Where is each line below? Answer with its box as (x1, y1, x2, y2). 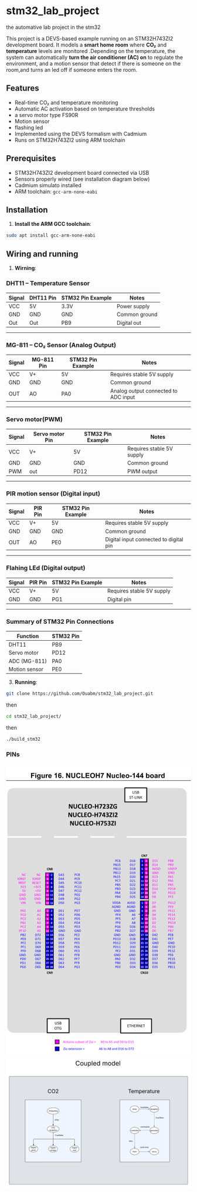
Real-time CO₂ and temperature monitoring (14, 99, 118, 106)
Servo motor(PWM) (6, 415, 63, 424)
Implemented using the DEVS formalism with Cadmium (14, 130, 147, 137)
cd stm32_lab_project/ (6, 714, 62, 720)
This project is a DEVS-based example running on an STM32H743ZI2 (6, 35, 174, 42)
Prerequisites (6, 154, 56, 164)
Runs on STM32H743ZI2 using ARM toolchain (14, 136, 125, 144)
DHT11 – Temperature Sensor (6, 279, 90, 287)
